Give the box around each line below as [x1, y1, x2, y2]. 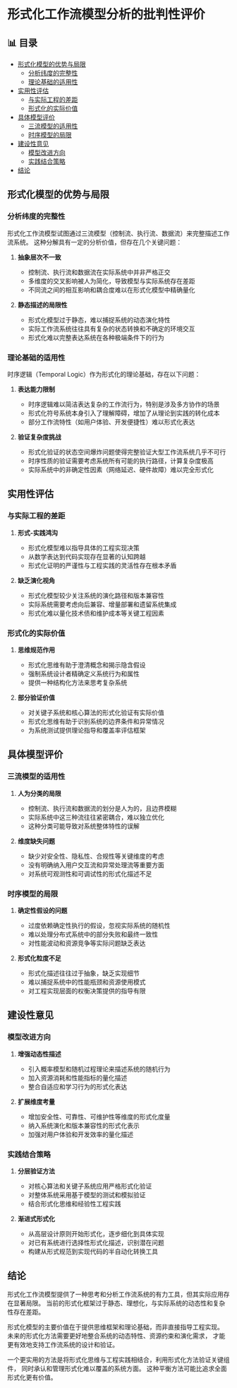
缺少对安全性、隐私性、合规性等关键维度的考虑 [28, 852, 164, 860]
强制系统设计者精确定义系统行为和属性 [28, 669, 140, 678]
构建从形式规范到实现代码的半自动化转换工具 [28, 1247, 159, 1255]
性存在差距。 [7, 1307, 44, 1316]
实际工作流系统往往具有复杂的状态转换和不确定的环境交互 [28, 324, 195, 333]
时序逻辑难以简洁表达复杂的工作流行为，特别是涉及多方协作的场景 [28, 400, 220, 408]
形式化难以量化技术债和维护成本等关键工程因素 [28, 608, 164, 617]
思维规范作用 [17, 645, 55, 654]
